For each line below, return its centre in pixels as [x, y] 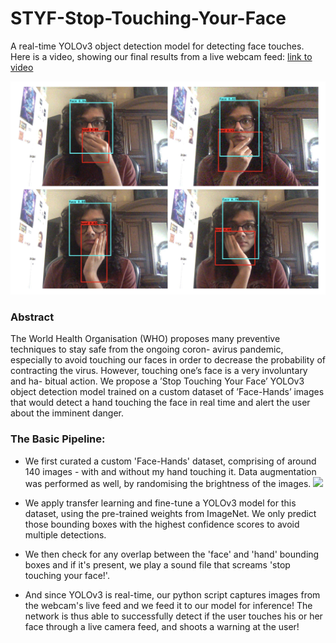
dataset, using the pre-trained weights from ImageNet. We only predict [170, 513]
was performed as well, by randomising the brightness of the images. [168, 483]
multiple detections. [65, 534]
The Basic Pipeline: [58, 439]
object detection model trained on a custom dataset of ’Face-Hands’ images [167, 392]
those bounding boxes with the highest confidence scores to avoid [162, 524]
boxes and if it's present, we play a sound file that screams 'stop [157, 564]
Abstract [32, 317]
